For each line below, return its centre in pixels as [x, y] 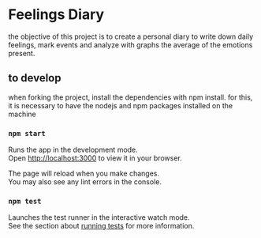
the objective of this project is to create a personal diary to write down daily [131, 36]
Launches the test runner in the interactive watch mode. [99, 217]
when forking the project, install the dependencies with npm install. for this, [130, 97]
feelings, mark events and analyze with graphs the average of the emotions [130, 44]
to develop [35, 78]
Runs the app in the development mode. [73, 150]
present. [22, 53]
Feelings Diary [56, 15]
